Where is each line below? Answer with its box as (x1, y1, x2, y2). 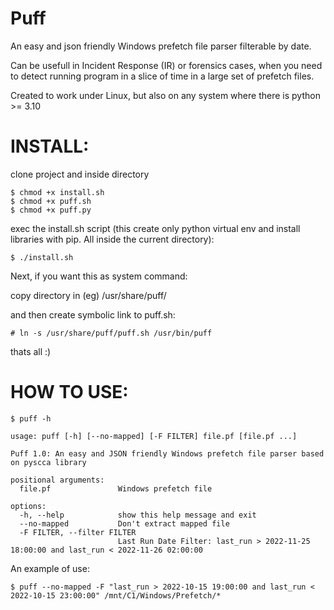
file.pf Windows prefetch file (19, 483, 213, 494)
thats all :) (10, 345, 52, 357)
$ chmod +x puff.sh (10, 196, 92, 206)
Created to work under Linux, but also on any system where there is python (10, 89, 321, 101)
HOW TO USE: (10, 381, 129, 404)
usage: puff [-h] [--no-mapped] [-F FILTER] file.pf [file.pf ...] (10, 431, 298, 441)
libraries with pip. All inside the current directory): (10, 233, 215, 245)
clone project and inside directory (10, 168, 150, 180)
